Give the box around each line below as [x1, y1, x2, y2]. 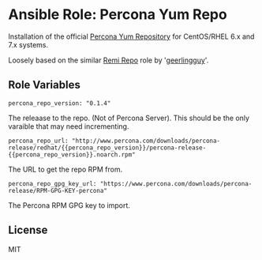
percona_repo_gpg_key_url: [8, 179, 97, 187]
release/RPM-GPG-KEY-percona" [8, 187, 108, 194]
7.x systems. [8, 40, 49, 49]
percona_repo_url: [8, 137, 69, 145]
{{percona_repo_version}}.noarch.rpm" [8, 150, 136, 159]
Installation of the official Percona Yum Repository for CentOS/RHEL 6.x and [8, 32, 255, 41]
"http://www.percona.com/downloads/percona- [71, 137, 221, 145]
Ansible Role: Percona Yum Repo [8, 6, 227, 24]
